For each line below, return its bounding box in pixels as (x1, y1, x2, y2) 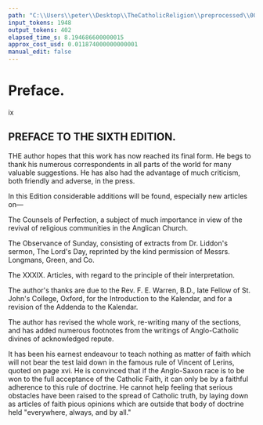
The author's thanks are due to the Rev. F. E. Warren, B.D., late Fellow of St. (8, 285, 251, 295)
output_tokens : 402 (8, 26, 72, 34)
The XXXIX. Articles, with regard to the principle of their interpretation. (8, 270, 235, 279)
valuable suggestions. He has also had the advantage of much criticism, (8, 168, 240, 177)
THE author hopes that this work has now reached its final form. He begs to (8, 151, 252, 161)
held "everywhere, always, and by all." (8, 407, 131, 416)
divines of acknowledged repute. (8, 334, 114, 343)
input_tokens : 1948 (8, 19, 72, 27)
